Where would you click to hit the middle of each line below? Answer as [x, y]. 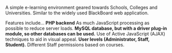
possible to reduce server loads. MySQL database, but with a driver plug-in [86, 28]
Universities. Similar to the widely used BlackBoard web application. [77, 13]
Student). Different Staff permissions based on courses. [65, 45]
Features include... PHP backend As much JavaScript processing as [78, 23]
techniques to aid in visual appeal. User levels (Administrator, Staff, [78, 39]
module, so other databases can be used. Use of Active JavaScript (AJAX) [85, 34]
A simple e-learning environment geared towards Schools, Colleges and [81, 7]
